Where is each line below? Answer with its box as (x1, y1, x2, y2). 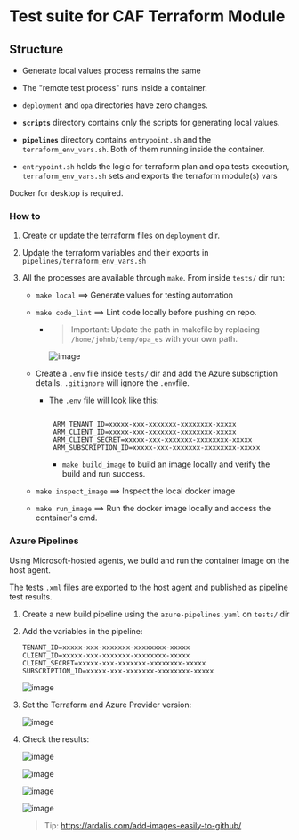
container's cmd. (35, 512, 98, 523)
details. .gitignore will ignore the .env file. (35, 378, 190, 388)
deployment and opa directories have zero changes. (21, 100, 208, 110)
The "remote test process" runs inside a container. (21, 83, 207, 93)
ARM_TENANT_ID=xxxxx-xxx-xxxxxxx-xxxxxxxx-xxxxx (53, 420, 237, 429)
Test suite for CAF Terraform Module (9, 6, 286, 27)
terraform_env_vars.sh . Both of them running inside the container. (21, 144, 265, 154)
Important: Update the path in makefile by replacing (70, 324, 260, 335)
